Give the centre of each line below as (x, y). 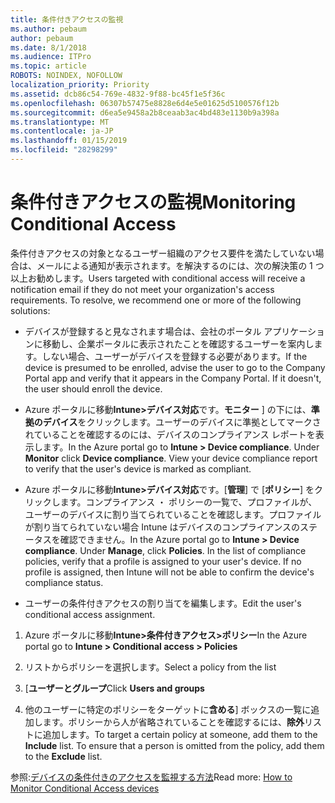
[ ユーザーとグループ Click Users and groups (114, 688)
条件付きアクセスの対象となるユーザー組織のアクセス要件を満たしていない (163, 253)
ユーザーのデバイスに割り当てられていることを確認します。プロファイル (173, 514)
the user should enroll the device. (93, 388)
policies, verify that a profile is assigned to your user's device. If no (163, 561)
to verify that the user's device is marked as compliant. (138, 468)
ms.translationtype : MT (60, 122)
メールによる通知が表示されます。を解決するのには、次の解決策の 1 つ (180, 265)
